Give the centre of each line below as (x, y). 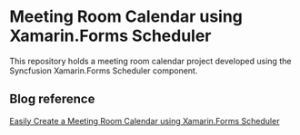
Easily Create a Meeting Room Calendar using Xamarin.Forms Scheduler (145, 121)
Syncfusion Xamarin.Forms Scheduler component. (104, 71)
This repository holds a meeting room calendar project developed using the (150, 61)
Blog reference (52, 99)
